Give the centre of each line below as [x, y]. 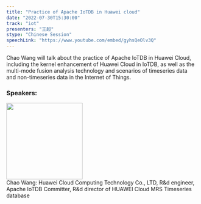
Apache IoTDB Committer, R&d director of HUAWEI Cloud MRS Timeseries [99, 189]
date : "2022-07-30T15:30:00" [43, 18]
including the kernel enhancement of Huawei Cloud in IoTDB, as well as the [100, 64]
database [18, 195]
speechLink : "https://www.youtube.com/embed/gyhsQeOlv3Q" [81, 40]
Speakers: [22, 93]
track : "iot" [23, 23]
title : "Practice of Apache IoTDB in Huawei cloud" [73, 12]
